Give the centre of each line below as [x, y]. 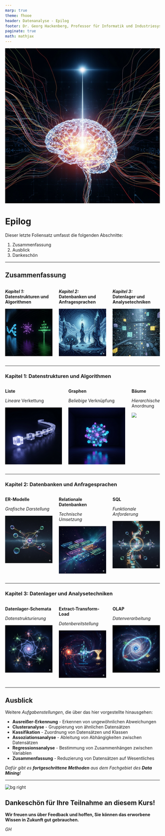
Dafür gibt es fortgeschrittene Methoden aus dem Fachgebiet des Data [79, 768]
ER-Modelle [17, 499]
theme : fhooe [18, 15]
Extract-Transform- [79, 609]
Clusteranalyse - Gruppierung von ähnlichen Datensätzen [71, 727]
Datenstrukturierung [26, 618]
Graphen [78, 391]
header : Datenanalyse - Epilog [37, 21]
